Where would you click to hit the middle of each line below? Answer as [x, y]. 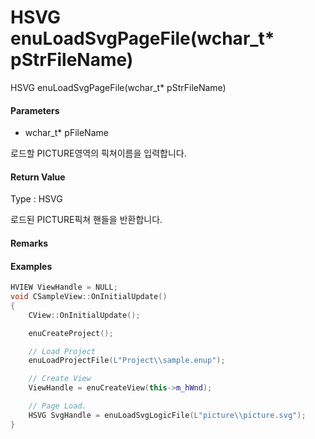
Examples [31, 266]
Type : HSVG [36, 199]
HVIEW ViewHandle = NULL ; [64, 287]
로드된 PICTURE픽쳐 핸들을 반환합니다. [86, 220]
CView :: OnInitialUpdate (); [84, 315]
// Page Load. [57, 406]
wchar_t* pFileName [66, 133]
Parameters [35, 110]
